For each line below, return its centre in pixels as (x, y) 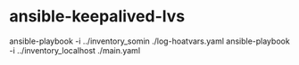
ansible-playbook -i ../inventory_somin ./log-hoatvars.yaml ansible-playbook (149, 41)
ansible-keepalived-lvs (97, 16)
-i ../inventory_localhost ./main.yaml (75, 50)
